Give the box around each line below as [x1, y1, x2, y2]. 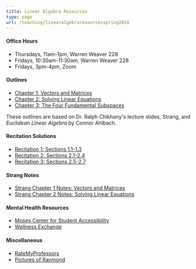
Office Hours [6, 37, 38, 44]
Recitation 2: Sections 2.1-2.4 [14, 151, 85, 158]
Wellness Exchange [14, 223, 62, 230]
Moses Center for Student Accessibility [14, 217, 109, 224]
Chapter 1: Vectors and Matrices [14, 89, 92, 96]
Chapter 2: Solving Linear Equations [14, 95, 102, 102]
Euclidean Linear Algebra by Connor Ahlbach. [6, 119, 117, 126]
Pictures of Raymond [14, 256, 66, 263]
